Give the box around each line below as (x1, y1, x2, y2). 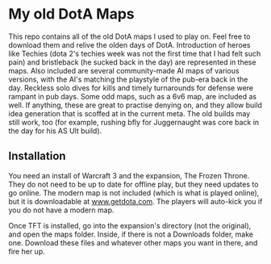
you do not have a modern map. (8, 205, 115, 215)
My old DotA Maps (8, 5, 135, 23)
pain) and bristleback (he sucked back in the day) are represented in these (8, 57, 256, 67)
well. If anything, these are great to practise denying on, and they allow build (8, 100, 262, 110)
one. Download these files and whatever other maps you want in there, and (8, 237, 258, 247)
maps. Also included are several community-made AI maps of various (8, 65, 240, 75)
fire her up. (8, 246, 46, 256)
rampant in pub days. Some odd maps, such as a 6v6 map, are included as (8, 91, 256, 101)
